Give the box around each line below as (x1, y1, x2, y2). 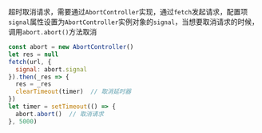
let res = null (8, 50, 59, 58)
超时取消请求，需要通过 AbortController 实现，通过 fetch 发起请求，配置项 (8, 7, 248, 16)
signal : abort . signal (15, 65, 88, 74)
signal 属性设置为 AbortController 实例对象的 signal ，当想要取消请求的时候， (8, 17, 260, 26)
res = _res (15, 80, 52, 88)
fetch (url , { (8, 58, 52, 66)
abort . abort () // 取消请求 (15, 110, 104, 118)
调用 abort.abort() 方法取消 (8, 27, 97, 36)
